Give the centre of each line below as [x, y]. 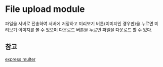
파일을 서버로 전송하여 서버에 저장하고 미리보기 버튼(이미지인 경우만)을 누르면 [79, 23]
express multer [20, 59]
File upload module [45, 9]
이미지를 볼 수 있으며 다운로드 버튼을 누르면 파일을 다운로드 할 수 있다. [85, 30]
